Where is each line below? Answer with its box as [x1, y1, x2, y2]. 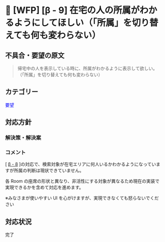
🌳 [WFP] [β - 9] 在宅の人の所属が [5, 5, 140, 16]
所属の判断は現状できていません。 [13, 167, 84, 173]
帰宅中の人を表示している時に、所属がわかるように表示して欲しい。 [17, 66, 157, 71]
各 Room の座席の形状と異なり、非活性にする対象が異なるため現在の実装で [5, 178, 160, 184]
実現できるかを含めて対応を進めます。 [5, 184, 84, 190]
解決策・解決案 [5, 134, 41, 141]
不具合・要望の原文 [5, 51, 64, 60]
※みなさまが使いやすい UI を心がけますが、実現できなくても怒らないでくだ [5, 195, 159, 201]
